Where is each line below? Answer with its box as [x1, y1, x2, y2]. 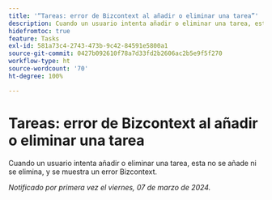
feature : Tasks [8, 34, 60, 43]
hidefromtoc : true [8, 27, 70, 35]
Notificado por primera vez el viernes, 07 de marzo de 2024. [8, 182, 211, 192]
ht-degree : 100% [8, 72, 63, 80]
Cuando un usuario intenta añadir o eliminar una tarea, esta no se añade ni [8, 158, 257, 168]
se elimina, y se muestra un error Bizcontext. [8, 167, 158, 177]
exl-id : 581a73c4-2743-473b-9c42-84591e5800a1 [8, 42, 168, 50]
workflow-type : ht [8, 57, 70, 66]
